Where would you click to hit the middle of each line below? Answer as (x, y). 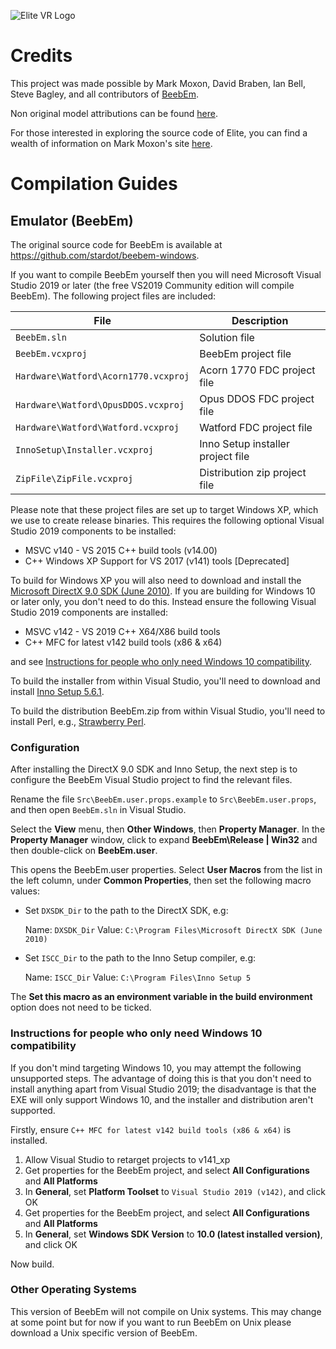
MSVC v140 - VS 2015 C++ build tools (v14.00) (121, 550)
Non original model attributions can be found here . (114, 113)
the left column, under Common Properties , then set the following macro (161, 881)
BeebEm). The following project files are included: (113, 296)
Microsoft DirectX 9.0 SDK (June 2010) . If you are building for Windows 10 (163, 591)
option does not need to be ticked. (81, 1007)
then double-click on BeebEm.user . (84, 851)
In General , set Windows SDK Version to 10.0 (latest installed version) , (173, 1234)
